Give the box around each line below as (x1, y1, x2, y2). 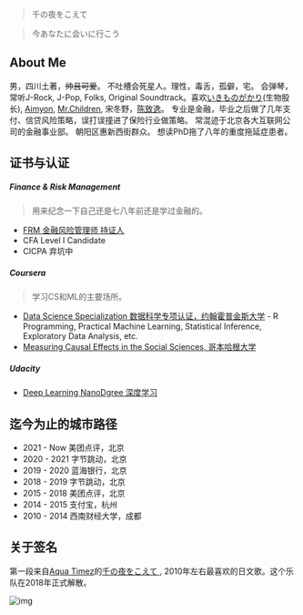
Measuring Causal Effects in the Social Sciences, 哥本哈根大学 (22, 342, 257, 353)
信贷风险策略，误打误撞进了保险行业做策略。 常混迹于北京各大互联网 (25, 114, 283, 126)
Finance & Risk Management (9, 181, 121, 192)
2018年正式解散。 (25, 577, 92, 588)
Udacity (9, 363, 41, 374)
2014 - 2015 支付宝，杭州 (22, 498, 118, 509)
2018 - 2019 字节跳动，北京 (22, 476, 126, 487)
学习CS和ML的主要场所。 (31, 292, 127, 302)
